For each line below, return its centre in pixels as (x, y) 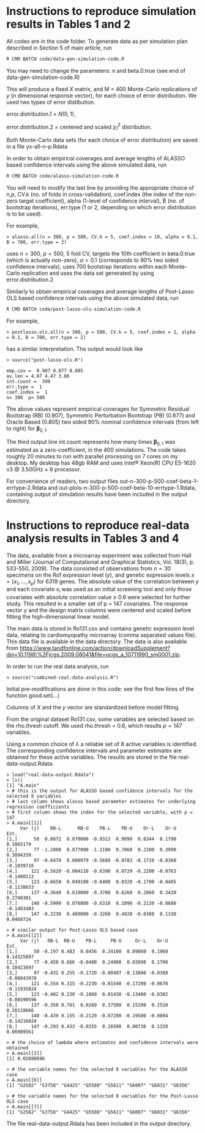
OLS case (17, 1102)
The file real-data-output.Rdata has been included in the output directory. (99, 1124)
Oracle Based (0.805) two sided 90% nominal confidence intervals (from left (103, 422)
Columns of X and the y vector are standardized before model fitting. (93, 708)
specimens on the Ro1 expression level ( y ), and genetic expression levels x (100, 575)
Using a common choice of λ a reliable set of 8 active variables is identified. (102, 744)
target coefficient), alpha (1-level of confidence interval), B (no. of (102, 201)
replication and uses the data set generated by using (88, 273)
